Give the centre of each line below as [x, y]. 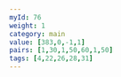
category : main [37, 34]
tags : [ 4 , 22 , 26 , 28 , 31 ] [51, 58]
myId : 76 [25, 17]
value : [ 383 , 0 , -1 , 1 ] [48, 42]
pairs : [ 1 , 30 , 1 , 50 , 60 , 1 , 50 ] [61, 50]
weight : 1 [28, 26]
